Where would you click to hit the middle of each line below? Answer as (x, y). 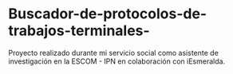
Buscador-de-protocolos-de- (108, 14)
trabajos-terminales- (79, 31)
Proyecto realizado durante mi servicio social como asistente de (114, 53)
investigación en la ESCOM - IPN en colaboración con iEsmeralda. (117, 61)
